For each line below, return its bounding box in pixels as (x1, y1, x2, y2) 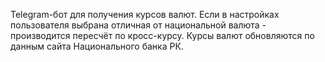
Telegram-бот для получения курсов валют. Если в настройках (10, 9, 280, 20)
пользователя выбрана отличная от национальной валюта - (10, 19, 267, 31)
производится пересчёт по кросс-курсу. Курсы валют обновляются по (10, 30, 315, 41)
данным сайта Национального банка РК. (10, 40, 184, 52)
